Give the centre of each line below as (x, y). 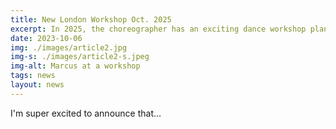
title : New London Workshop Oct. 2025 (91, 19)
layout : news (37, 85)
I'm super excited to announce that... (86, 113)
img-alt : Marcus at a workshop (75, 66)
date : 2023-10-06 (46, 38)
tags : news (33, 76)
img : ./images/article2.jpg (69, 47)
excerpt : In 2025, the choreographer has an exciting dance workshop (158, 29)
